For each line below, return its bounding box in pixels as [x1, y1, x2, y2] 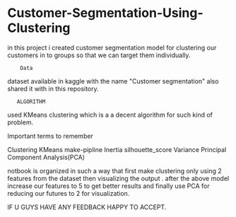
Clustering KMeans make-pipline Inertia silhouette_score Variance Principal [7, 145, 227, 153]
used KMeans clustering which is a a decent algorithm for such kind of [7, 110, 213, 119]
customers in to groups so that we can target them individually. [7, 51, 191, 59]
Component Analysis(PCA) [7, 153, 85, 161]
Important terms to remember [7, 131, 94, 140]
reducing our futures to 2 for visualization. [7, 189, 130, 197]
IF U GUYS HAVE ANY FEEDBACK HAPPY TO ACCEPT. [7, 203, 167, 211]
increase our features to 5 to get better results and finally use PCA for [7, 182, 210, 190]
